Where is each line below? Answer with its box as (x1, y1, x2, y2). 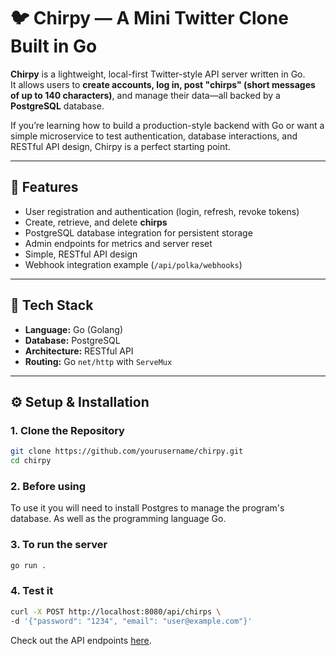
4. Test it (10, 584, 54, 598)
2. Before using (10, 479, 87, 493)
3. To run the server (10, 538, 108, 552)
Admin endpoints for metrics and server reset (24, 237, 213, 249)
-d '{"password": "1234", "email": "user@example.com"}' (10, 616, 253, 626)
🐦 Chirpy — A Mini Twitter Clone (10, 7, 289, 30)
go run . (10, 560, 47, 570)
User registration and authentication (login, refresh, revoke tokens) (24, 205, 300, 217)
